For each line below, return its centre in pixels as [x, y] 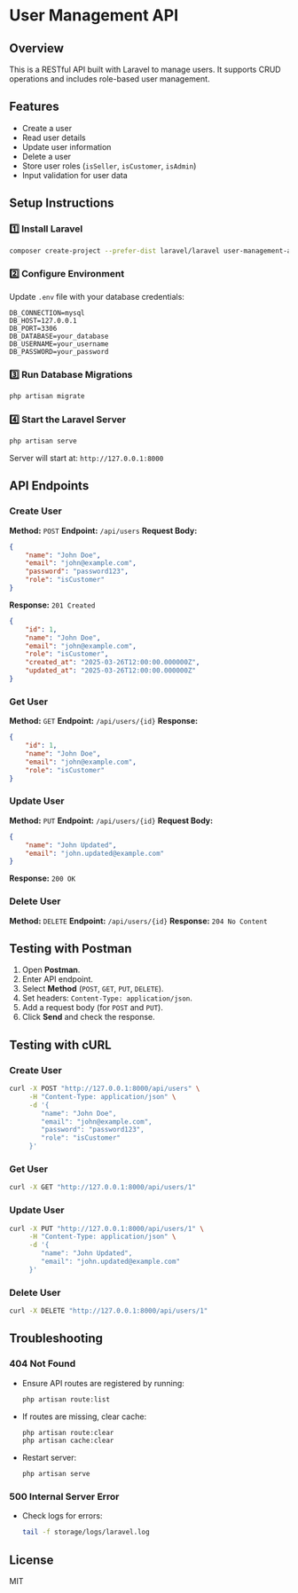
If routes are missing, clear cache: [84, 1416]
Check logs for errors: [62, 1516]
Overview [37, 48]
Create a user [47, 128]
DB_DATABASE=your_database [59, 336]
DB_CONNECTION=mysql [47, 313]
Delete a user [47, 156]
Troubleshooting [56, 1339]
